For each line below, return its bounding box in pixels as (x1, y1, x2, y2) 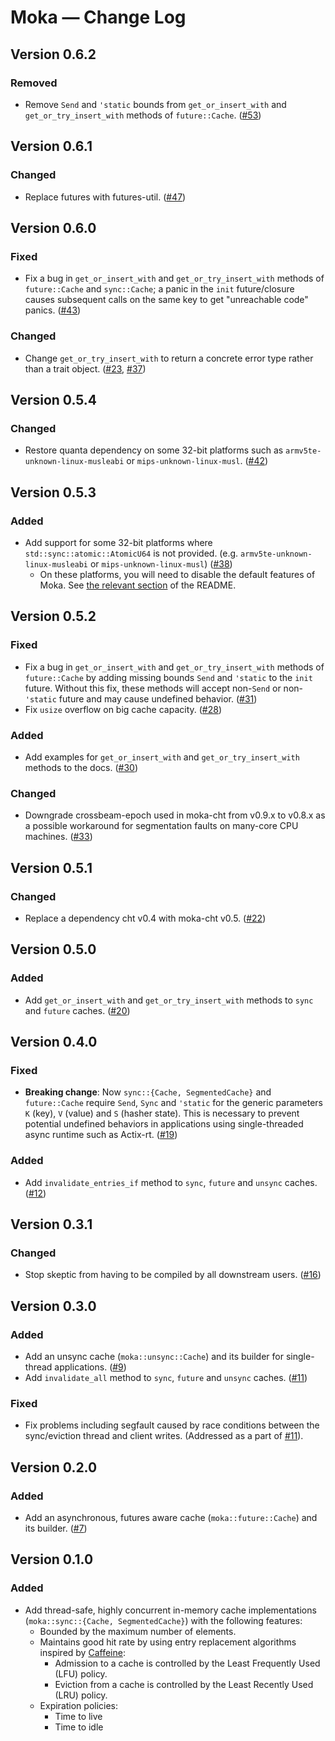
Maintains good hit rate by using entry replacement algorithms (39, 1636, 297, 1648)
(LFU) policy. (54, 1667, 108, 1680)
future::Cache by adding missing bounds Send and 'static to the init (24, 671, 313, 683)
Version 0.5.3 (10, 484, 97, 501)
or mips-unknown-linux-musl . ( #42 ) (126, 455, 269, 467)
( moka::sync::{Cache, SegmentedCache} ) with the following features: (24, 1614, 303, 1626)
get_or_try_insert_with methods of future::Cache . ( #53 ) (24, 109, 262, 121)
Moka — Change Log (10, 6, 187, 29)
